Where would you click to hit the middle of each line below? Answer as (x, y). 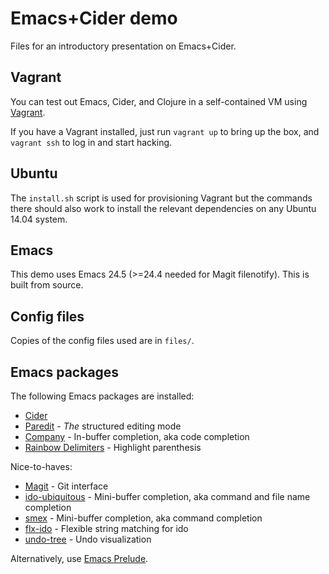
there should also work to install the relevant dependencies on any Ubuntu (163, 208)
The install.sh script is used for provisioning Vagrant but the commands (161, 198)
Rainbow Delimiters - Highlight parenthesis (113, 447)
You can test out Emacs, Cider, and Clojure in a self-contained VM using (159, 101)
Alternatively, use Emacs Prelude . (79, 558)
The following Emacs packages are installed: (102, 396)
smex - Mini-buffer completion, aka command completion (143, 518)
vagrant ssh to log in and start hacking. (91, 142)
